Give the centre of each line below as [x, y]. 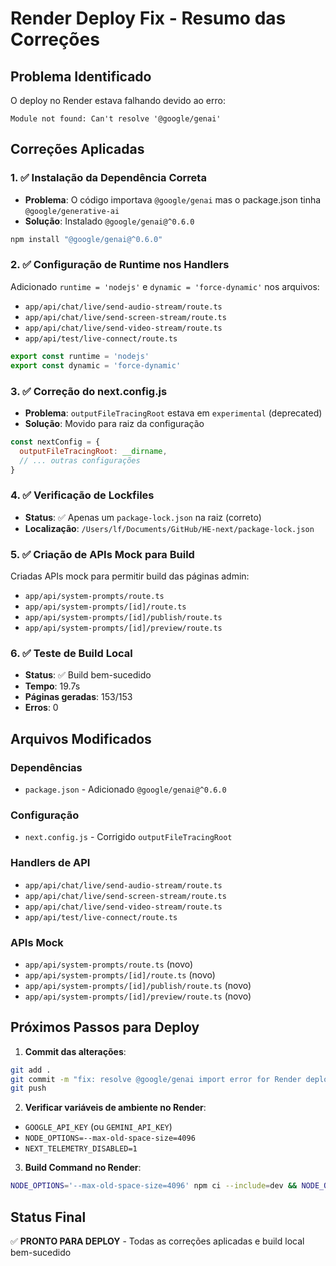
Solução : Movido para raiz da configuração [114, 423]
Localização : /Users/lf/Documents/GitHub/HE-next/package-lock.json [169, 528]
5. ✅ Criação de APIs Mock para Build [102, 554]
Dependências [46, 767]
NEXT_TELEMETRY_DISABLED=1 [81, 1149]
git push [28, 1088]
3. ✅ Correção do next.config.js [89, 391]
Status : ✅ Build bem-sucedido [88, 675]
